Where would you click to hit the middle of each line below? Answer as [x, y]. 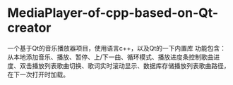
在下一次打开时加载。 [38, 74]
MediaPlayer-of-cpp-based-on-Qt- [113, 13]
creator [29, 28]
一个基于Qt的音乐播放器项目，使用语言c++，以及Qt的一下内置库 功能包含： [117, 48]
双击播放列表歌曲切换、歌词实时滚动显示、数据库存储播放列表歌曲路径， [125, 65]
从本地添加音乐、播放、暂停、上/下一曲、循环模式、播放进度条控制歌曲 [110, 57]
